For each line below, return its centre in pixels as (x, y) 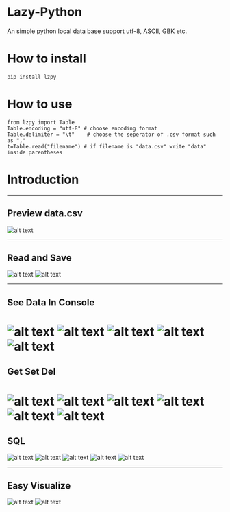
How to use (40, 104)
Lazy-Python (44, 12)
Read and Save (39, 258)
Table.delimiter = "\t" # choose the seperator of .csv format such (111, 135)
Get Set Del (31, 372)
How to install (47, 59)
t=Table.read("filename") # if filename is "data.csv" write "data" (107, 146)
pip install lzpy (32, 77)
